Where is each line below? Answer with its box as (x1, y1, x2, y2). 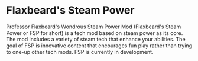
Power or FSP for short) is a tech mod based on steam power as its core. (6, 29, 183, 36)
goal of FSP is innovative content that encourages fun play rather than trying (6, 42, 193, 49)
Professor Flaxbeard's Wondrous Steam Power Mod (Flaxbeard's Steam (6, 23, 181, 30)
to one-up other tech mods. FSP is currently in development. (6, 48, 154, 55)
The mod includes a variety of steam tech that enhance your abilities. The (6, 36, 186, 43)
